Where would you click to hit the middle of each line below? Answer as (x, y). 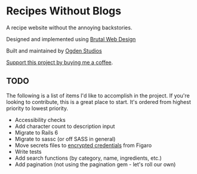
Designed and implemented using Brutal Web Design (71, 39)
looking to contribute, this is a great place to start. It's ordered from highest (98, 102)
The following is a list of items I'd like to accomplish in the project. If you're (98, 95)
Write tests (28, 151)
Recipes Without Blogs (64, 11)
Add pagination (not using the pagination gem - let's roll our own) (95, 164)
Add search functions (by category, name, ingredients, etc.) (88, 158)
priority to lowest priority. (37, 108)
